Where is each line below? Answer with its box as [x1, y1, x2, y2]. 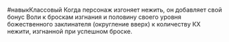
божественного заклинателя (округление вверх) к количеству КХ [7, 20, 201, 28]
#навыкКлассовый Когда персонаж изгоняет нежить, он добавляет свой [7, 6, 222, 14]
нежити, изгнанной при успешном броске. [7, 27, 133, 35]
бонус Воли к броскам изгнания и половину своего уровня [7, 13, 181, 21]
